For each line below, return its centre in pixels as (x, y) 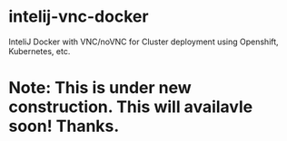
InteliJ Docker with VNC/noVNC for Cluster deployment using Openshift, (143, 42)
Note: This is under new (100, 88)
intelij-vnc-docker (79, 17)
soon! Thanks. (64, 126)
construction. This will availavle (131, 107)
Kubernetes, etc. (40, 51)
